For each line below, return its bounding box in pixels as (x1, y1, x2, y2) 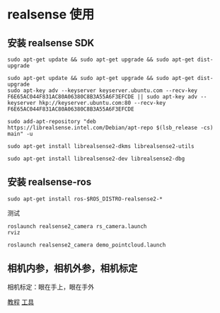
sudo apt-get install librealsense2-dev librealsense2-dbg (7, 155, 185, 162)
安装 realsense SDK (7, 37, 95, 49)
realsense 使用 (7, 6, 95, 23)
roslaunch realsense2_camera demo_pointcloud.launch (7, 241, 166, 249)
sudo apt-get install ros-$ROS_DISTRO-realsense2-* (7, 195, 163, 203)
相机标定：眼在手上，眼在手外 (7, 283, 94, 291)
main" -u (7, 130, 33, 137)
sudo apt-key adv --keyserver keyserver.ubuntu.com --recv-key (7, 87, 198, 94)
